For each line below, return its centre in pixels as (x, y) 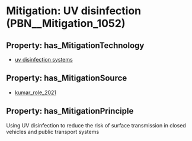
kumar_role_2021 (35, 92)
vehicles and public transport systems (53, 132)
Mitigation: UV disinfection (73, 11)
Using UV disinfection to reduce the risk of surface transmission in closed (96, 125)
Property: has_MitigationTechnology (75, 45)
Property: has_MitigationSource (67, 78)
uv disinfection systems (44, 60)
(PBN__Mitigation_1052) (66, 23)
